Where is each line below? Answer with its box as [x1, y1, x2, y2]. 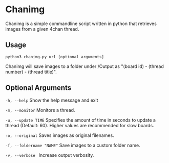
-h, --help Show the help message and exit [5, 97, 98, 103]
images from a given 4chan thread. [5, 26, 79, 32]
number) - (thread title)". [5, 68, 57, 75]
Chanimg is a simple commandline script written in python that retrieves [5, 20, 157, 27]
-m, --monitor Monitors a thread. [5, 107, 75, 113]
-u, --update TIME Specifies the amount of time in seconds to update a [5, 117, 156, 123]
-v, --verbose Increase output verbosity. [5, 152, 94, 158]
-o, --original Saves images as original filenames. [5, 132, 114, 138]
